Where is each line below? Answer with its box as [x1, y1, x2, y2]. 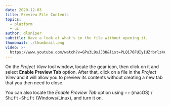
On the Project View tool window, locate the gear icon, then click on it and [5, 64, 159, 70]
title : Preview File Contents [5, 12, 69, 17]
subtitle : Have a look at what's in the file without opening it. [5, 36, 148, 41]
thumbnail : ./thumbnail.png [5, 40, 65, 45]
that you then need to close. [5, 79, 64, 86]
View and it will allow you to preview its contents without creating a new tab [5, 74, 163, 80]
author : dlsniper [5, 31, 42, 36]
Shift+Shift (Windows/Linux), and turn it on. [5, 94, 103, 101]
